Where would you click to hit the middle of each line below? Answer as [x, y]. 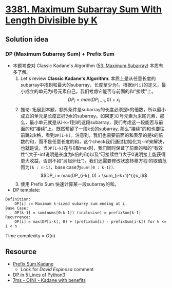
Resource [21, 252]
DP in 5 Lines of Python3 [39, 275]
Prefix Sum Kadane [33, 264]
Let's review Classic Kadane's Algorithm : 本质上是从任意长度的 [88, 78]
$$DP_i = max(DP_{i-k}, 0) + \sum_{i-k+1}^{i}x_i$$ [94, 175]
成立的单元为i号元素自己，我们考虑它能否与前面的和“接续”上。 [91, 91]
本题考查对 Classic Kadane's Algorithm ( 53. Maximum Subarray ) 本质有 [88, 66]
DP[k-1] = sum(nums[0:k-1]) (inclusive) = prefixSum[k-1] [78, 213]
